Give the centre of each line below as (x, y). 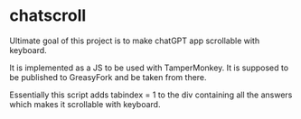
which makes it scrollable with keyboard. (85, 104)
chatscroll (48, 16)
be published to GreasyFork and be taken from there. (108, 77)
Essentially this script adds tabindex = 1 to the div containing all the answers (151, 95)
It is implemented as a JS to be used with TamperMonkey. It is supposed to (149, 68)
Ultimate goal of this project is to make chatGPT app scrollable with (135, 41)
